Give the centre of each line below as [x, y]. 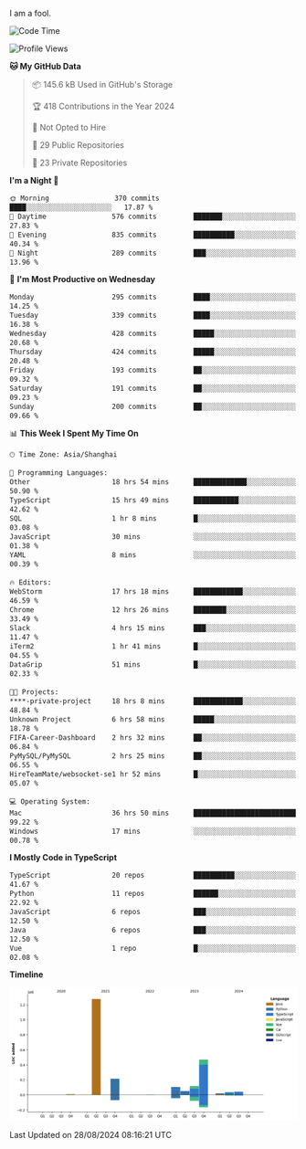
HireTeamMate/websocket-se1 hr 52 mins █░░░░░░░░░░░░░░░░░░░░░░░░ [153, 775]
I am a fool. [31, 13]
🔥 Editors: [31, 583]
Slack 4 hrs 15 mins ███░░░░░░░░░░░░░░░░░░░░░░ [153, 628]
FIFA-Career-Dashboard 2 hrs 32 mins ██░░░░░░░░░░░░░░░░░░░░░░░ [153, 738]
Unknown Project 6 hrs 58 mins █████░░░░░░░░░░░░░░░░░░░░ [153, 720]
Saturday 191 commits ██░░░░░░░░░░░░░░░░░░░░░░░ [153, 388]
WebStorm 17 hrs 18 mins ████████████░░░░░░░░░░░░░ [153, 592]
